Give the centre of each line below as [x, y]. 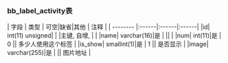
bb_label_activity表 [40, 10]
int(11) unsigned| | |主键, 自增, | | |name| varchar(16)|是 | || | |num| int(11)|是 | [114, 36]
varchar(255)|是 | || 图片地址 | [49, 53]
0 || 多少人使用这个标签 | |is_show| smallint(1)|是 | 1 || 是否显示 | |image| [108, 44]
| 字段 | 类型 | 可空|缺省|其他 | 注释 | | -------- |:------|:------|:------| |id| [109, 27]
